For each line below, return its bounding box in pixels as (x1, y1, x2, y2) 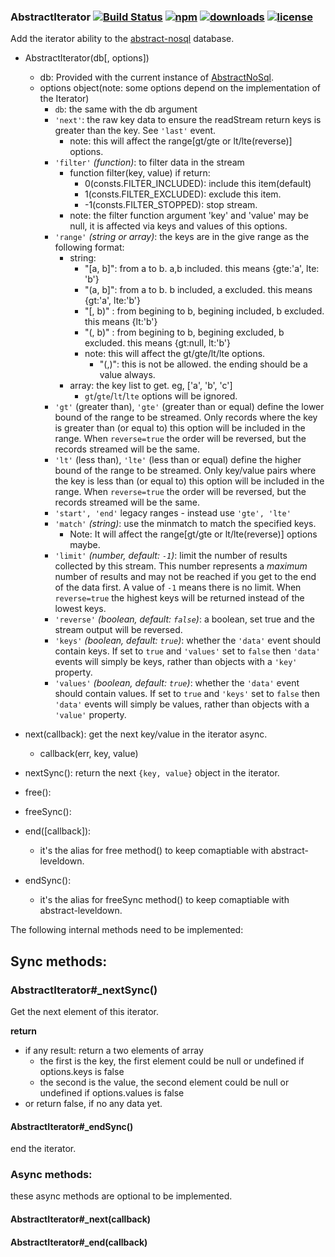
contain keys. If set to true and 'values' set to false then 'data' (54, 645, 321, 657)
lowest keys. (54, 603, 107, 615)
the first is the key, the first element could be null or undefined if (39, 1055, 305, 1067)
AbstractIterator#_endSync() (10, 1120, 134, 1132)
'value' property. (54, 709, 127, 721)
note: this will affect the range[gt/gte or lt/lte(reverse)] (69, 135, 293, 147)
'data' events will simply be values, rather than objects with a (54, 698, 310, 710)
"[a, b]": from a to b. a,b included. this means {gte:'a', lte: (84, 263, 320, 275)
